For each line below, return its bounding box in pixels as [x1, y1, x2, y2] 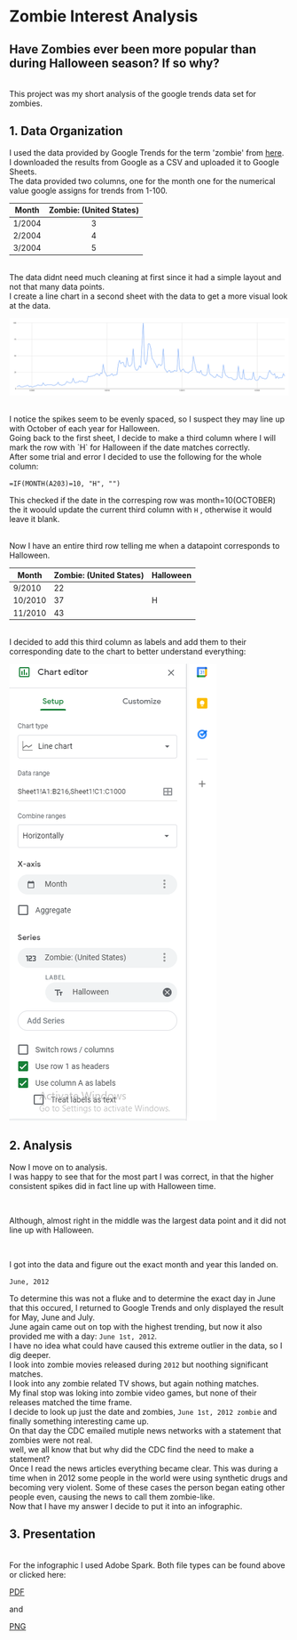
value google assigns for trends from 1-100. [9, 185, 168, 196]
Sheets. [9, 166, 37, 177]
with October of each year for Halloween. [9, 423, 160, 434]
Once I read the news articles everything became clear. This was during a [9, 1463, 278, 1474]
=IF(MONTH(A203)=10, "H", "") [9, 479, 121, 488]
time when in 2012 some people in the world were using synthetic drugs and [9, 1472, 288, 1483]
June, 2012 [9, 1277, 50, 1286]
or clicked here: [9, 1569, 66, 1580]
